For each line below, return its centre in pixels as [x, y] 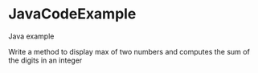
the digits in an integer [45, 60]
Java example [31, 36]
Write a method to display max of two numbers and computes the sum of [129, 51]
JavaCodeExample [72, 14]
